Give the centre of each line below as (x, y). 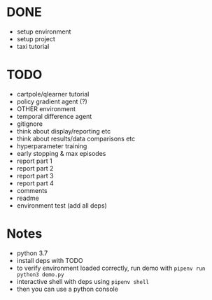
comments (32, 190)
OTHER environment (46, 108)
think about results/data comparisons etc (76, 138)
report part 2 (35, 168)
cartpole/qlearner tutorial (53, 94)
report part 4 (35, 183)
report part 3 (35, 176)
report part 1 (35, 161)
